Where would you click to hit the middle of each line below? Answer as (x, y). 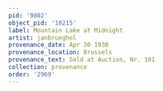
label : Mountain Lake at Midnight (66, 30)
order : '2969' (32, 74)
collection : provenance (48, 67)
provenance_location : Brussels (60, 52)
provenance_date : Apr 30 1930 (59, 45)
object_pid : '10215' (43, 23)
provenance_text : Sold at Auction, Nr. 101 (82, 60)
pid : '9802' (28, 15)
